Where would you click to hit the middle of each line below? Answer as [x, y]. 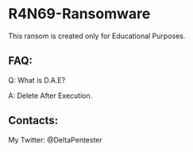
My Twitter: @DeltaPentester [56, 139]
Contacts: [33, 121]
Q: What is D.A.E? [37, 80]
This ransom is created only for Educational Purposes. [97, 36]
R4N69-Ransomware [79, 14]
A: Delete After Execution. [50, 95]
